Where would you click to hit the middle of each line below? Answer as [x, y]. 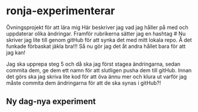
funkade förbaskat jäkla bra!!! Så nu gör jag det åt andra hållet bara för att [96, 46]
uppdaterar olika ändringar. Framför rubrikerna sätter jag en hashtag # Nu [96, 33]
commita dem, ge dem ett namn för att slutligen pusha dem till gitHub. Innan [99, 70]
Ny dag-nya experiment [51, 102]
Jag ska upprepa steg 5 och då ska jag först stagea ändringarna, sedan [93, 64]
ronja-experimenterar [61, 11]
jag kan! [16, 52]
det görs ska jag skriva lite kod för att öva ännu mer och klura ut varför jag [97, 76]
